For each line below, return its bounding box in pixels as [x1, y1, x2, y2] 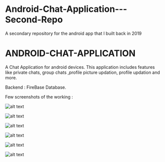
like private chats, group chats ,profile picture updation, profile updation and [5, 69, 161, 75]
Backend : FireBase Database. [5, 84, 67, 90]
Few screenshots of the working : [5, 94, 73, 100]
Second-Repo [5, 14, 63, 25]
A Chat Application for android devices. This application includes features [5, 64, 155, 70]
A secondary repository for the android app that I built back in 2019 [5, 30, 142, 36]
